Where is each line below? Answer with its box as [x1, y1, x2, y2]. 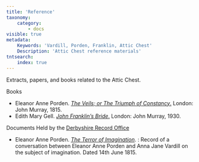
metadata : [6, 37, 31, 43]
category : [17, 20, 42, 26]
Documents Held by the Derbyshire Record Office [6, 124, 130, 131]
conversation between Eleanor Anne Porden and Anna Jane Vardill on [14, 142, 188, 149]
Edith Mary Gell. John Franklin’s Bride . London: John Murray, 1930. [14, 112, 182, 120]
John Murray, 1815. [14, 106, 62, 113]
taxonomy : [6, 15, 31, 21]
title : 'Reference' [6, 8, 55, 15]
